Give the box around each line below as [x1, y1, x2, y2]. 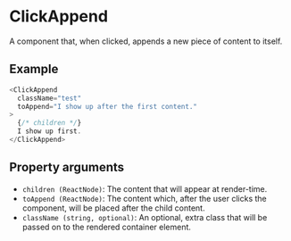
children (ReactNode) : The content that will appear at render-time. [21, 183, 268, 194]
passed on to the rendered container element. [21, 221, 192, 232]
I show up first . [17, 127, 82, 136]
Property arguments [9, 160, 125, 175]
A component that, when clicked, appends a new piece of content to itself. [9, 36, 283, 46]
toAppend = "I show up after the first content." [17, 102, 198, 111]
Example [9, 62, 59, 77]
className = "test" [17, 94, 82, 103]
